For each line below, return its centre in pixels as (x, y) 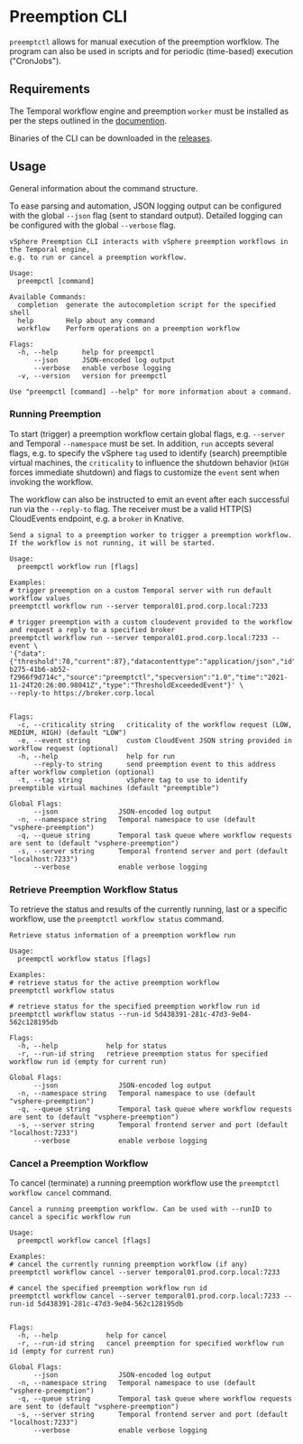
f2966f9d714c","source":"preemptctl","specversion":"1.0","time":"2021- (149, 677)
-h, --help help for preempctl (86, 352)
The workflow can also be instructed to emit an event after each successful (150, 499)
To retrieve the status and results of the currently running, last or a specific (148, 909)
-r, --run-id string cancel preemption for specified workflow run (151, 1344)
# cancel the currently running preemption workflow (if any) (129, 1265)
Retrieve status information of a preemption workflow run (123, 936)
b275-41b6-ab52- (40, 669)
